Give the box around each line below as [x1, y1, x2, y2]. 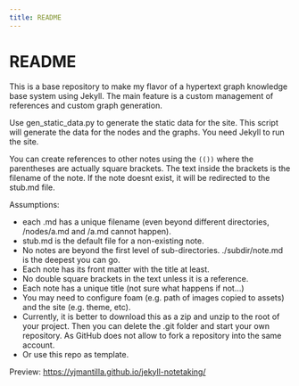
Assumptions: [9, 199, 60, 209]
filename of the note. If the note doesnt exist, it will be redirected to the [9, 172, 270, 183]
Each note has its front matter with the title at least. [21, 264, 210, 275]
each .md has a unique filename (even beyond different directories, [21, 216, 270, 227]
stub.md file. [9, 182, 55, 193]
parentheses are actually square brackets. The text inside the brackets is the [9, 162, 291, 174]
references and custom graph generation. [9, 100, 162, 111]
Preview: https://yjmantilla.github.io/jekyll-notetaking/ [9, 366, 206, 377]
